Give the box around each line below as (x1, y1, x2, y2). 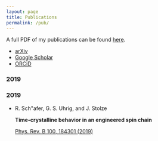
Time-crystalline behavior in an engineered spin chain (14, 116, 152, 123)
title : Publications (6, 14, 58, 20)
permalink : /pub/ (6, 20, 49, 26)
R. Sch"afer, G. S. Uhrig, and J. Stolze (14, 105, 107, 112)
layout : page (6, 8, 39, 15)
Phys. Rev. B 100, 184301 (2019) (14, 127, 94, 134)
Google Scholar (14, 54, 54, 61)
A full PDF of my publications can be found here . (6, 36, 126, 43)
